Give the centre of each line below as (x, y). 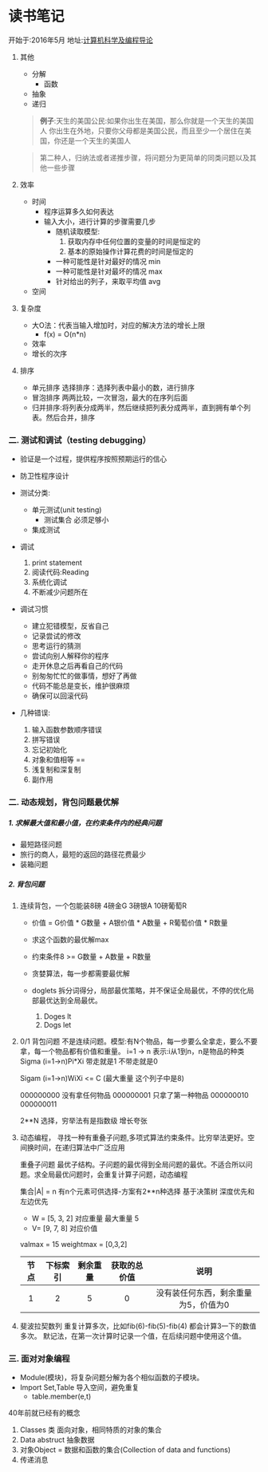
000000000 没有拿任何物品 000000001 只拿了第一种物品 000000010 (134, 1095)
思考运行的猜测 (56, 646)
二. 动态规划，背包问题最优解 (64, 803)
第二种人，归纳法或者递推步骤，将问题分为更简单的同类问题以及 (144, 157)
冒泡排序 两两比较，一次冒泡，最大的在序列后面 (110, 397)
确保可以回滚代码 (60, 696)
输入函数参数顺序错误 (67, 730)
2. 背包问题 (27, 884)
